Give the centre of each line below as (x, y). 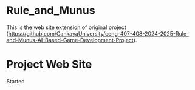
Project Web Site (49, 65)
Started (16, 81)
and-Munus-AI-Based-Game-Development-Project (70, 40)
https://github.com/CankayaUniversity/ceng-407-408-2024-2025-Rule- (99, 33)
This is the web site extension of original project (66, 27)
